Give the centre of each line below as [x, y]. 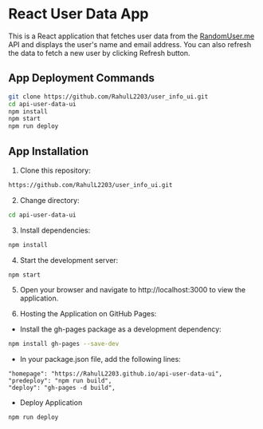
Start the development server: [69, 260]
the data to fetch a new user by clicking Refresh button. [99, 53]
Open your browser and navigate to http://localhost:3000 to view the [132, 290]
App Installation [49, 151]
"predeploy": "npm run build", [60, 381]
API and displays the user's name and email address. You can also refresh [130, 44]
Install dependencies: [55, 230]
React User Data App [79, 14]
